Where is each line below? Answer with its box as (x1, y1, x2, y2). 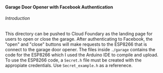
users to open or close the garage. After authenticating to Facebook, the (5, 36, 153, 42)
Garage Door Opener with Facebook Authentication (5, 4, 113, 10)
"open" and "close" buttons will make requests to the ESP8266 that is (5, 41, 147, 47)
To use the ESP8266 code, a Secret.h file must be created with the (5, 57, 142, 63)
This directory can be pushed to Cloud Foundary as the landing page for (5, 30, 153, 37)
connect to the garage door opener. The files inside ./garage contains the (5, 46, 156, 52)
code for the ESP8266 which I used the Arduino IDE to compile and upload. (5, 52, 159, 58)
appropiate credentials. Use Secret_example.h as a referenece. (5, 62, 133, 68)
